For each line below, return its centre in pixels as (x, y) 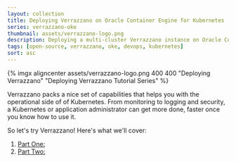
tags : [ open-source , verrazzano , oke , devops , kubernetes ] (96, 46)
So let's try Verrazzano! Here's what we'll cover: (77, 130)
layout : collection (36, 14)
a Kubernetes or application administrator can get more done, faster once (113, 109)
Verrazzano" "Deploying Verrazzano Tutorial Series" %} (88, 80)
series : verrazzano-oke (42, 27)
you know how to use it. (42, 116)
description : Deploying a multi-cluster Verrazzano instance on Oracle (114, 40)
